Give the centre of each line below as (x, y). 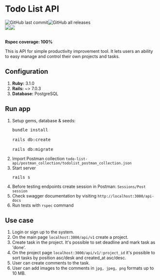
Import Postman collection (38, 158)
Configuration (27, 72)
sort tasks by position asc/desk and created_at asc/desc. (69, 258)
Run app (18, 109)
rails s (21, 177)
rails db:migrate (32, 149)
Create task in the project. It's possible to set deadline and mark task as (84, 242)
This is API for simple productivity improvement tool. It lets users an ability (79, 51)
